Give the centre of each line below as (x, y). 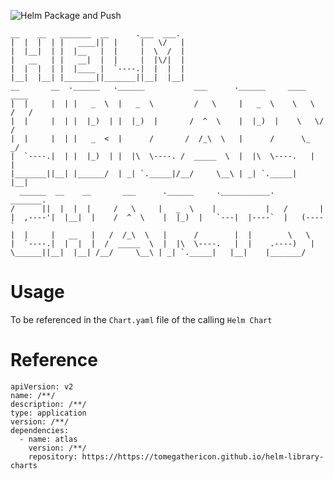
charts (24, 465)
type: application (48, 413)
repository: (53, 456)
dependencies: (40, 430)
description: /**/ (48, 404)
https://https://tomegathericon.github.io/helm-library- (203, 456)
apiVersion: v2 (42, 386)
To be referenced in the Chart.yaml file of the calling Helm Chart (141, 319)
